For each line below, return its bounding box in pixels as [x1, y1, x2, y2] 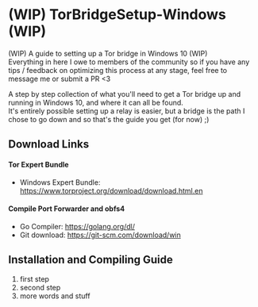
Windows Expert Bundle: [19, 177, 101, 187]
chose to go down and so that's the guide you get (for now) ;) [8, 114, 210, 124]
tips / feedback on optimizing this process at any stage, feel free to [8, 65, 228, 75]
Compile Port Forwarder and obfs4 [8, 204, 125, 213]
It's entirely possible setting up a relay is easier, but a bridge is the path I [8, 106, 245, 116]
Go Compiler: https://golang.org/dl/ [19, 221, 135, 231]
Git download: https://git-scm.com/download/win [19, 230, 181, 240]
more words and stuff [19, 291, 90, 301]
